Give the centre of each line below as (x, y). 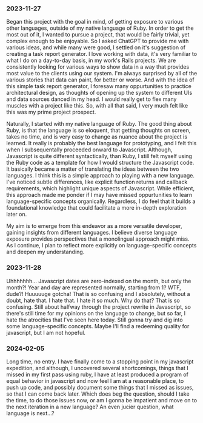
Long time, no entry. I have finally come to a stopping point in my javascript (100, 361)
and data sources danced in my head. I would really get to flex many (92, 99)
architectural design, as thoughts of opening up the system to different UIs (99, 93)
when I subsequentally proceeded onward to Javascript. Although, (89, 150)
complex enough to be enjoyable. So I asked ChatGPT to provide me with (98, 41)
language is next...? (30, 413)
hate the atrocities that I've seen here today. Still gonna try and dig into (95, 320)
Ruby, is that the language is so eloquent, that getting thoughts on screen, (98, 130)
